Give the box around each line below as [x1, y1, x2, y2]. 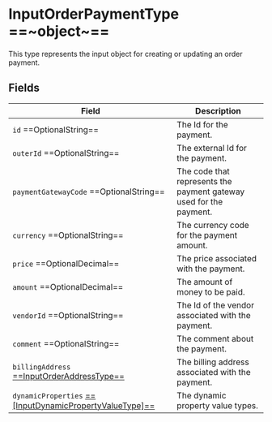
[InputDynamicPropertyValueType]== [12, 399, 155, 411]
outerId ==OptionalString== [12, 147, 120, 158]
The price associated [176, 252, 257, 264]
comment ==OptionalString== [12, 338, 120, 349]
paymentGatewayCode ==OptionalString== [12, 186, 165, 197]
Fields [8, 81, 40, 95]
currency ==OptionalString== [12, 229, 124, 240]
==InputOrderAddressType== [12, 370, 125, 381]
